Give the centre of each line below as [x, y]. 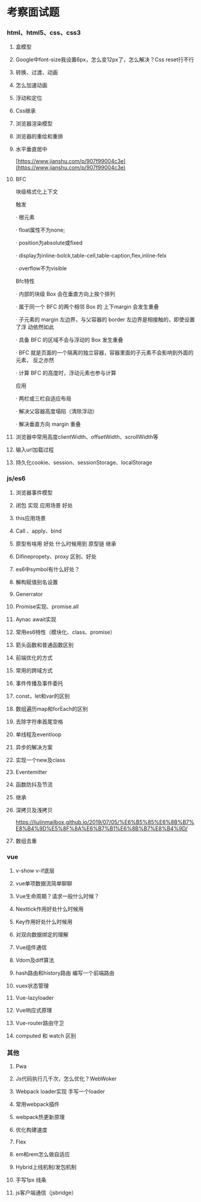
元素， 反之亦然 [35, 360]
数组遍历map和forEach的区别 [52, 708]
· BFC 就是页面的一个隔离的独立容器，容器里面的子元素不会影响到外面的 [104, 353]
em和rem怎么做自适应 [43, 1154]
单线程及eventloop [38, 734]
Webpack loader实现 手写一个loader [60, 1092]
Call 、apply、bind [38, 531]
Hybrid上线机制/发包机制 [46, 1167]
